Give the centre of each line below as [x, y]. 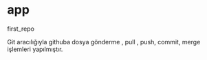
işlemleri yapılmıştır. [35, 49]
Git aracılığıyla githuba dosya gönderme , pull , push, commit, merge [104, 42]
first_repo [21, 29]
